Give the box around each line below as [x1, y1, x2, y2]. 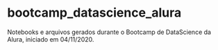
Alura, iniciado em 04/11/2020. [7, 35, 94, 43]
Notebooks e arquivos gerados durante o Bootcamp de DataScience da [7, 28, 212, 36]
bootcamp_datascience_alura [7, 5, 182, 21]
